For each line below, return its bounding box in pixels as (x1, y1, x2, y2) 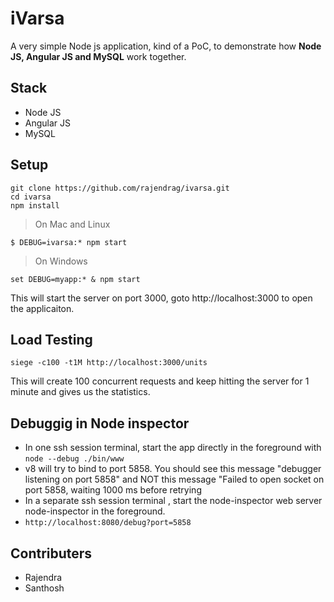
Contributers (10, 545, 93, 562)
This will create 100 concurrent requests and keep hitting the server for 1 (10, 375, 310, 387)
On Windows (34, 255, 88, 267)
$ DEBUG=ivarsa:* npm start (10, 237, 128, 247)
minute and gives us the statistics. (10, 386, 151, 398)
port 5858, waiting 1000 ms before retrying (24, 484, 202, 496)
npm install (10, 200, 60, 211)
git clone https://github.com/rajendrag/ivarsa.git (10, 183, 230, 193)
